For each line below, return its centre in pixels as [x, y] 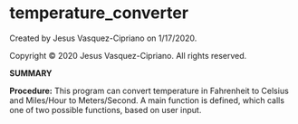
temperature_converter [99, 13]
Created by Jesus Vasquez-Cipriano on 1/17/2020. [103, 38]
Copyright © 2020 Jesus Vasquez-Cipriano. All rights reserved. [128, 55]
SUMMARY [31, 73]
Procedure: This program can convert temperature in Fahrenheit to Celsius [149, 91]
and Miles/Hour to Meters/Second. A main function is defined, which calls [147, 100]
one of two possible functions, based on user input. [106, 110]
